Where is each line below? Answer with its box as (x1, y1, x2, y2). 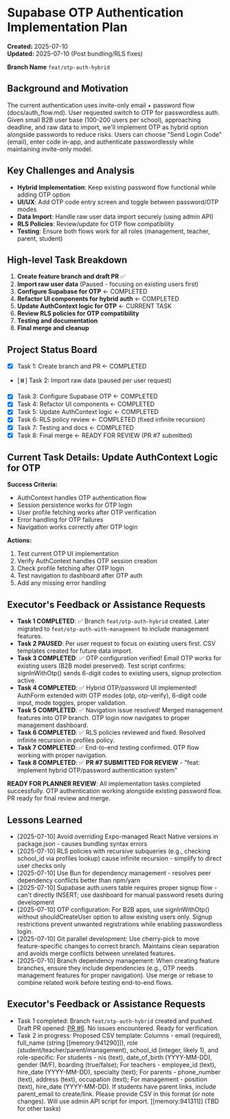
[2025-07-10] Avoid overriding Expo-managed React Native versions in (16, 832, 218, 840)
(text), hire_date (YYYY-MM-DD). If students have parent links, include (16, 1082, 216, 1091)
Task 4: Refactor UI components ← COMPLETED (16, 400, 155, 409)
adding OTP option (16, 191, 71, 199)
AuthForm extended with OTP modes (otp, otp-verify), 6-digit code (16, 691, 207, 699)
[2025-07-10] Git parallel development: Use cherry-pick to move (16, 935, 200, 943)
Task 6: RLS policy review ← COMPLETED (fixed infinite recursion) (16, 415, 205, 424)
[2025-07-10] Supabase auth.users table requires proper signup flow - (16, 884, 218, 892)
